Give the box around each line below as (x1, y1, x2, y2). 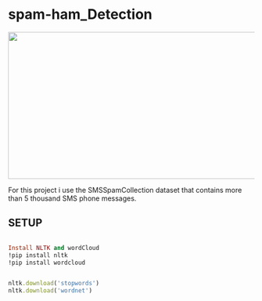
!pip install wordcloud (8, 259, 86, 267)
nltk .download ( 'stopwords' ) (8, 280, 100, 288)
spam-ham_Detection (8, 5, 153, 24)
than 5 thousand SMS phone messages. (8, 194, 137, 203)
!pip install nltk (8, 251, 68, 259)
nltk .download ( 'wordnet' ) (8, 287, 92, 295)
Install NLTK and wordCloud (8, 244, 100, 252)
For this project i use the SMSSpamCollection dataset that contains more (8, 185, 242, 194)
